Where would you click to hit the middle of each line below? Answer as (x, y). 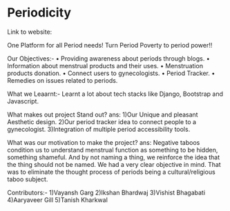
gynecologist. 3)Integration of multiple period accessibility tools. (99, 129)
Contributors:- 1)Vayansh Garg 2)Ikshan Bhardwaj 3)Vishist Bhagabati (106, 192)
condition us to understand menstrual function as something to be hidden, (113, 150)
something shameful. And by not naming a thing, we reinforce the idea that (114, 157)
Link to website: (30, 32)
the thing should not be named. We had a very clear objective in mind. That (114, 164)
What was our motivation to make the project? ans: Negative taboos (104, 142)
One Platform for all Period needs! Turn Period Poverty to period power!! (110, 45)
